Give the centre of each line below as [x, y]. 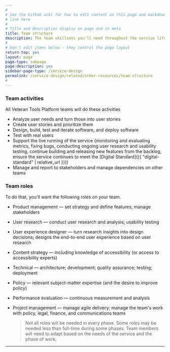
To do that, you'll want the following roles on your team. [63, 197]
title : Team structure [29, 33]
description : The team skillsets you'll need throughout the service [80, 38]
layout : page [19, 57]
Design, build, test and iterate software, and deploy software [76, 130]
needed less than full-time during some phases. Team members [92, 328]
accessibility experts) [35, 258]
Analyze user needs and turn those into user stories [67, 119]
